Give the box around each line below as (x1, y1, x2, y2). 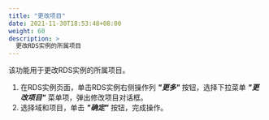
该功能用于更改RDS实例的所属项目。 (8, 66, 130, 75)
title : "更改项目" (8, 11, 67, 20)
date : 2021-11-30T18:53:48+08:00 (8, 19, 122, 28)
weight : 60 (8, 27, 46, 35)
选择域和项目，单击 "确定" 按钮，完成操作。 (20, 103, 168, 113)
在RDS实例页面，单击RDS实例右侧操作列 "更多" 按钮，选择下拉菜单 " (20, 83, 252, 92)
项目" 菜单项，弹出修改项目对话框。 (27, 92, 148, 102)
